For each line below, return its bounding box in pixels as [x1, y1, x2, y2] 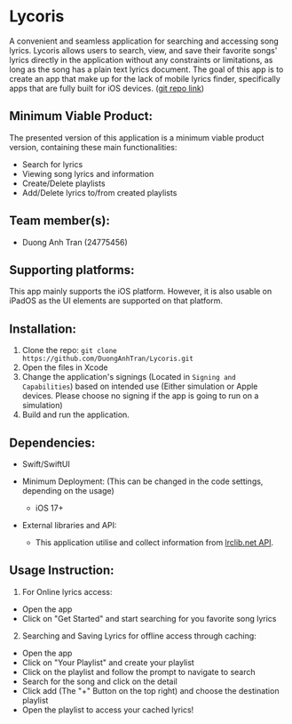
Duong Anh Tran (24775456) [21, 237, 128, 247]
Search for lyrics [21, 158, 83, 170]
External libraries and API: [21, 520, 117, 530]
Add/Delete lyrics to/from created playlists [21, 187, 178, 197]
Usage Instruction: [9, 563, 114, 578]
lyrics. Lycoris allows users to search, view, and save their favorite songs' [9, 44, 278, 55]
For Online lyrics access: [21, 586, 113, 597]
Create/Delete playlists [21, 178, 106, 189]
